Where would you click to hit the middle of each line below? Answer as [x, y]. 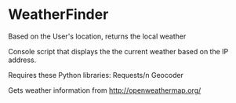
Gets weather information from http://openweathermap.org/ [105, 90]
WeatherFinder [58, 15]
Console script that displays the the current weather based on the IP [118, 51]
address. [22, 60]
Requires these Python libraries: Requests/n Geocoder [96, 75]
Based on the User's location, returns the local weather [97, 36]
